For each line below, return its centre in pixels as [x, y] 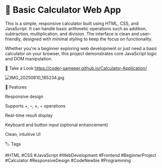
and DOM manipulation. [29, 58]
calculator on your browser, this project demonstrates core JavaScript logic [81, 54]
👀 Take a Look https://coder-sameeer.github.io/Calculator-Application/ [76, 68]
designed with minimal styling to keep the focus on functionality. [88, 39]
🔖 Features [16, 87]
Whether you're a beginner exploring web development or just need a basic [81, 48]
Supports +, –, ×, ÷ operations [35, 106]
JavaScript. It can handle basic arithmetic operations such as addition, [76, 28]
